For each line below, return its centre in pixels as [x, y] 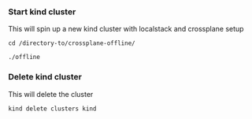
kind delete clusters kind [52, 109]
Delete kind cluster [45, 77]
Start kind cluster [42, 12]
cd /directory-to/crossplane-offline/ [72, 43]
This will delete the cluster [51, 94]
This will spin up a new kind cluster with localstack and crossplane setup [126, 29]
